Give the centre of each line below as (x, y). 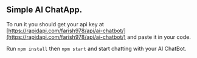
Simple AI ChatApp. (44, 10)
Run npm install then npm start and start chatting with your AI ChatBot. (96, 48)
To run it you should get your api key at (55, 24)
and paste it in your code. (159, 37)
